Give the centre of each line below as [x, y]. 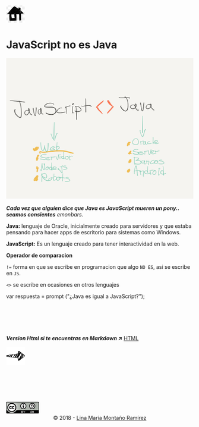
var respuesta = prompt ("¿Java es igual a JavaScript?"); [75, 296]
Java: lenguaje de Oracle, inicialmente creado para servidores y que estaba [99, 226]
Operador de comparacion [40, 255]
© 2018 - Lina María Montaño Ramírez [100, 417]
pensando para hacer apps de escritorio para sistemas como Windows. [94, 232]
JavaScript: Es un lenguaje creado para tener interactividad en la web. [93, 244]
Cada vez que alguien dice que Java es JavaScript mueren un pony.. [93, 208]
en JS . [13, 273]
